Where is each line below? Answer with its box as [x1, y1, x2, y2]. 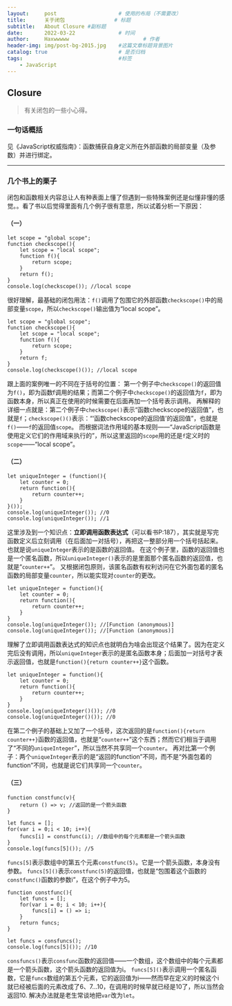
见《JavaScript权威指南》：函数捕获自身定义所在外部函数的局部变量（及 [7, 142, 211, 151]
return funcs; [19, 919, 60, 926]
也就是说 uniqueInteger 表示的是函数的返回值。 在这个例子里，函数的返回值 [7, 545, 219, 554]
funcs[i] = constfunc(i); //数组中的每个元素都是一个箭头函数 [19, 833, 186, 840]
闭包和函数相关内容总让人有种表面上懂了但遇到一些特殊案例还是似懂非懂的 [7, 193, 219, 202]
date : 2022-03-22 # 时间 [7, 29, 135, 37]
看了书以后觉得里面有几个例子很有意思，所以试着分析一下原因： [21, 202, 204, 211]
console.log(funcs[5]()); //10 [7, 943, 97, 950]
